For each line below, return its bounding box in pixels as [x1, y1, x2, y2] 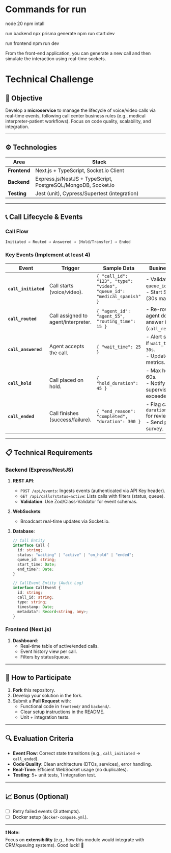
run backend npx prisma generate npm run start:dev [5, 30, 115, 36]
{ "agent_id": [96, 308, 131, 314]
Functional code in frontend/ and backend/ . [20, 703, 111, 709]
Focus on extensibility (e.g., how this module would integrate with [5, 837, 145, 843]
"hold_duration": [96, 380, 138, 386]
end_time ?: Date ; [17, 567, 54, 572]
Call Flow [5, 228, 29, 235]
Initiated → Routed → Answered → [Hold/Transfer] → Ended [5, 239, 131, 245]
